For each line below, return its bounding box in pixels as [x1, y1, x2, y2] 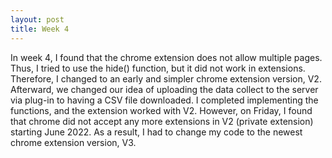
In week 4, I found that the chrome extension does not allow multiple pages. [10, 51, 323, 63]
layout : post [10, 14, 65, 25]
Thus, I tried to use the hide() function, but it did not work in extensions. [10, 62, 306, 74]
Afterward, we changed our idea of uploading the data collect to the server [10, 83, 319, 95]
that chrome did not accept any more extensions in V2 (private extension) [10, 115, 314, 127]
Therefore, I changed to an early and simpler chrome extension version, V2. [10, 72, 322, 85]
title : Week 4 [10, 24, 70, 34]
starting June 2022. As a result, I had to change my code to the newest [10, 126, 303, 138]
